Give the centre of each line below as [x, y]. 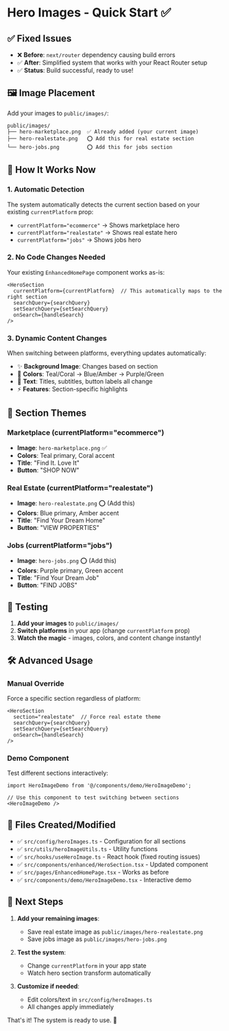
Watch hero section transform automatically [89, 973]
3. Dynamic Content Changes [57, 338]
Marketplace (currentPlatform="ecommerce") [86, 432]
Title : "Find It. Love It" [48, 463]
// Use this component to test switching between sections [93, 798]
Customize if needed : [48, 986]
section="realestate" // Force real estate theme [87, 717]
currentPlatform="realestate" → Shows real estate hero [97, 232]
